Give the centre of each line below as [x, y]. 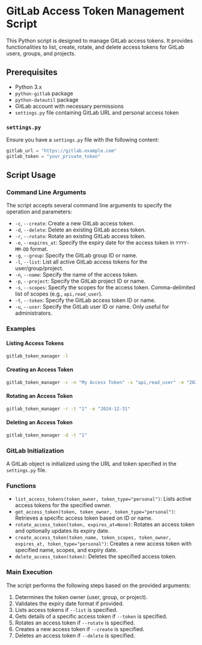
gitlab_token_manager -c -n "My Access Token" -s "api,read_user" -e [95, 382]
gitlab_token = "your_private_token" [54, 156]
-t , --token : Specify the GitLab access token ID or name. [85, 300]
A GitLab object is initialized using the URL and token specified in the [91, 464]
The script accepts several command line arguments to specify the [89, 206]
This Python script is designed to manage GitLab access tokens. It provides [100, 40]
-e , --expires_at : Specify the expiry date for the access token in [95, 243]
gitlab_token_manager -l [37, 356]
